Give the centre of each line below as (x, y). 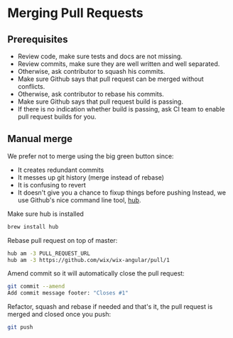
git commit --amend (36, 287)
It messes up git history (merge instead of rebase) (91, 177)
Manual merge (40, 139)
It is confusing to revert (52, 185)
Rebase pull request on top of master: (63, 240)
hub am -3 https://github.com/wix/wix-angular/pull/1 (89, 260)
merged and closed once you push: (59, 315)
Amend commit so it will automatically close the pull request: (96, 273)
